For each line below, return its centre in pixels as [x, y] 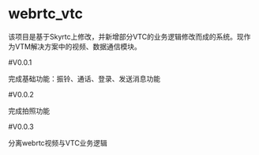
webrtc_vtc [45, 14]
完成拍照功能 [29, 111]
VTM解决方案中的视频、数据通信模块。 [78, 46]
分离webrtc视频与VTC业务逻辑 [58, 142]
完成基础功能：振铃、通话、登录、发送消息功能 [84, 78]
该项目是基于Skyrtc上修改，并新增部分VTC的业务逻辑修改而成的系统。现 [126, 36]
